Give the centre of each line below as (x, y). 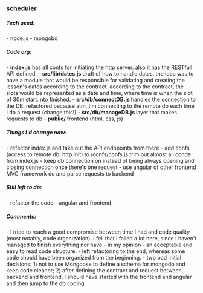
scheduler (22, 8)
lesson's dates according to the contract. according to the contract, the (95, 87)
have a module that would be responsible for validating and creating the (96, 80)
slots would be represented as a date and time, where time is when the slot (100, 93)
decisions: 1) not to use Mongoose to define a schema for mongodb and (96, 264)
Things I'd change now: (37, 133)
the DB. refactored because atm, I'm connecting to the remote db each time (100, 106)
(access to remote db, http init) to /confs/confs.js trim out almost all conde (99, 154)
